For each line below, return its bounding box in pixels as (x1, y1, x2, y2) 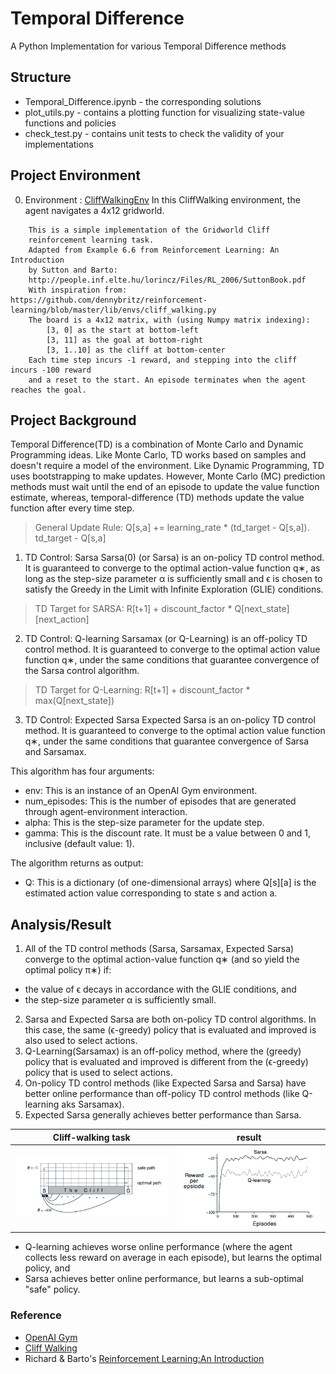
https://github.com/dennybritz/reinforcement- (10, 295, 208, 305)
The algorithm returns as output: (10, 857, 144, 869)
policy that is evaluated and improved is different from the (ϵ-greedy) (24, 1056, 309, 1068)
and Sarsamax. (24, 746, 87, 758)
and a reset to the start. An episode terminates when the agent (28, 375, 307, 385)
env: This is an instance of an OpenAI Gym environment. (24, 785, 258, 797)
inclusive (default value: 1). (24, 838, 135, 850)
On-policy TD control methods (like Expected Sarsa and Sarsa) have (24, 1077, 307, 1089)
